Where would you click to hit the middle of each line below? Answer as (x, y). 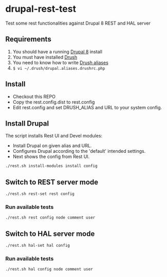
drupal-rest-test (41, 9)
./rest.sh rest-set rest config (40, 194)
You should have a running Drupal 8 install (58, 51)
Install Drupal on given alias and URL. (52, 146)
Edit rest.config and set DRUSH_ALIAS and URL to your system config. (87, 107)
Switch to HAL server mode (50, 234)
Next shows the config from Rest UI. (51, 156)
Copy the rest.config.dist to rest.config (54, 102)
